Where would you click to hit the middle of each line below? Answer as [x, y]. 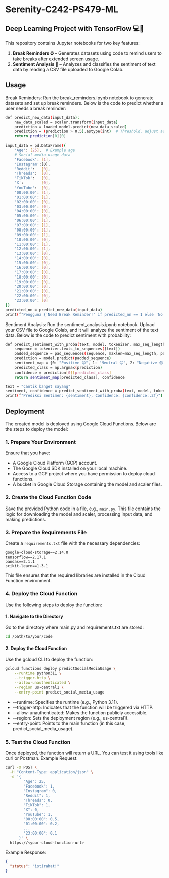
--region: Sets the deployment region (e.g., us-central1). [71, 718]
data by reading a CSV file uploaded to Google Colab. [68, 70]
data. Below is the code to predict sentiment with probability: [68, 335]
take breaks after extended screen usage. [56, 59]
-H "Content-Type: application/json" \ [52, 772]
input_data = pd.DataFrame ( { [36, 146]
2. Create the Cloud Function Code [48, 497]
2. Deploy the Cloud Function [36, 648]
